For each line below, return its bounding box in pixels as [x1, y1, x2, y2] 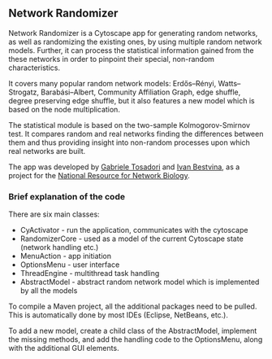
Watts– [218, 78, 241, 88]
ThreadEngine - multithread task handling [19, 269, 160, 278]
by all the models [19, 286, 78, 296]
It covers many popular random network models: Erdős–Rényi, [8, 78, 217, 88]
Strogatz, [8, 87, 39, 97]
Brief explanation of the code [8, 190, 126, 202]
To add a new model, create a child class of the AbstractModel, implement [8, 326, 257, 336]
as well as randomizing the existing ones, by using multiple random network [8, 37, 262, 46]
